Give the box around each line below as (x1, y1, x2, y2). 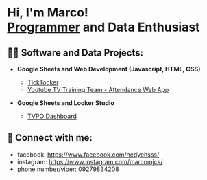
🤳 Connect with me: (7, 132, 93, 144)
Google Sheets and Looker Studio (16, 99, 114, 107)
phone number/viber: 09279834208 (16, 165, 119, 173)
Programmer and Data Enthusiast (7, 19, 200, 35)
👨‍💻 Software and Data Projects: (7, 47, 144, 58)
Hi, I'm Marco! (7, 5, 89, 21)
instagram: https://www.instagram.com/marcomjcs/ (16, 157, 163, 166)
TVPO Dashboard (27, 112, 77, 120)
